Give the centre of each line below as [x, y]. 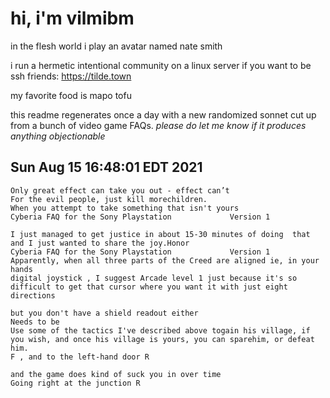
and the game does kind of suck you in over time [116, 374]
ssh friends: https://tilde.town [71, 76]
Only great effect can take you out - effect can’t [120, 190]
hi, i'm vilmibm [72, 18]
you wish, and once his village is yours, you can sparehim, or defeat [162, 339]
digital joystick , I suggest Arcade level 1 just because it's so [154, 278]
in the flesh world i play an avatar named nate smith [116, 46]
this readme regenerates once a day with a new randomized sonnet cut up [163, 114]
